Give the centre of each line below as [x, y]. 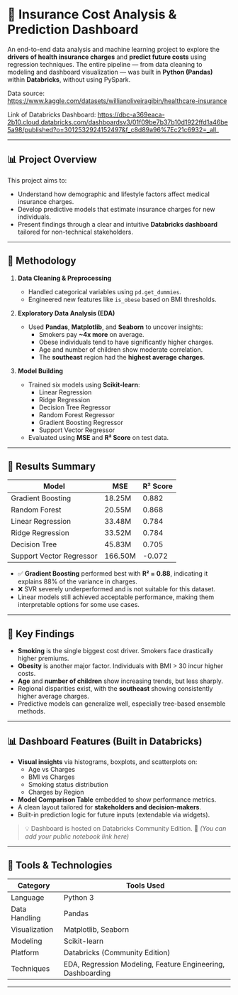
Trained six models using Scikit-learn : [84, 384]
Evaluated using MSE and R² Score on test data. [98, 437]
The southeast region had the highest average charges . [122, 357]
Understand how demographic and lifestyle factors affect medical [114, 194]
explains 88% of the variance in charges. [78, 581]
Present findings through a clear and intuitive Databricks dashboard [118, 224]
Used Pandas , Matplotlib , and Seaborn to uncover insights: [115, 327]
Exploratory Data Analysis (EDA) [66, 313]
